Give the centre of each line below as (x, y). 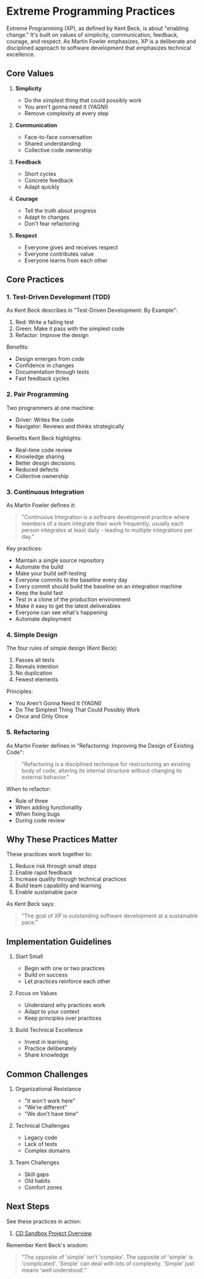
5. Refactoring (28, 732)
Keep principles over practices (63, 1018)
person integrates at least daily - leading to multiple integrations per (107, 530)
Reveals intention (37, 667)
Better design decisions (45, 463)
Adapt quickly (42, 187)
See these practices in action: (44, 1221)
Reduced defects (37, 469)
